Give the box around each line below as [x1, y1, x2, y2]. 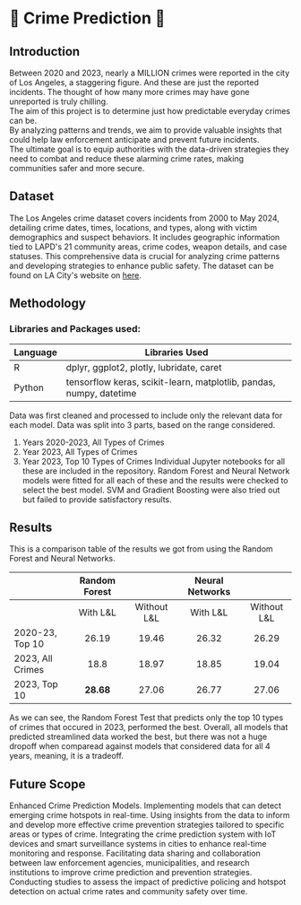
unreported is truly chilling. [9, 96, 109, 107]
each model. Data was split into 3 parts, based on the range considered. [9, 419, 276, 430]
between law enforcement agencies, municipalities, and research [9, 857, 250, 868]
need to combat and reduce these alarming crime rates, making [9, 153, 245, 164]
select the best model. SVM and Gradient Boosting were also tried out [21, 484, 280, 495]
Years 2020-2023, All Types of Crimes [21, 437, 165, 448]
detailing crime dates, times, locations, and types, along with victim [9, 222, 258, 232]
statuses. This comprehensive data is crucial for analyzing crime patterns [9, 250, 280, 261]
